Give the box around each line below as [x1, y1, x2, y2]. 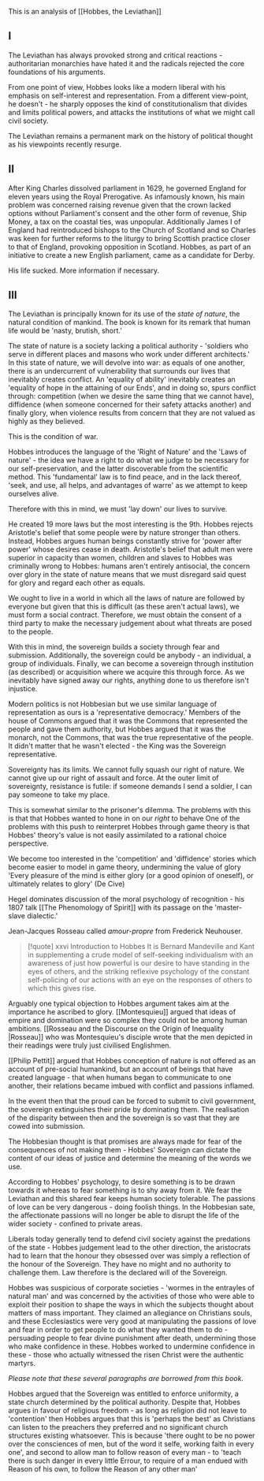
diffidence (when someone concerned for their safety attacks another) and [8, 400, 252, 409]
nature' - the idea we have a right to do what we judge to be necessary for [8, 456, 250, 465]
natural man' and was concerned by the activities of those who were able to [8, 1292, 255, 1301]
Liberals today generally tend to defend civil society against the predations [8, 1234, 251, 1244]
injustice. [8, 684, 38, 694]
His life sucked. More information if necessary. [8, 266, 160, 275]
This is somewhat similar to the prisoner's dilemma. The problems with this [8, 806, 251, 815]
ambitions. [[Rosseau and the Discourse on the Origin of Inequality [8, 1024, 225, 1033]
